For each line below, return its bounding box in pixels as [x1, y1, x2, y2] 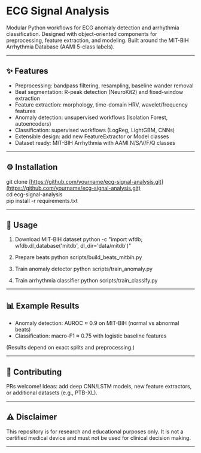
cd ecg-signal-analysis [6, 190, 63, 198]
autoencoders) [14, 120, 52, 127]
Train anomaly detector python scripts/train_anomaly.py [14, 265, 153, 273]
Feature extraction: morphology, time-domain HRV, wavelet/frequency [14, 101, 188, 108]
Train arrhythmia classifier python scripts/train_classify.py [14, 277, 158, 284]
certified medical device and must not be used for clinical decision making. [6, 434, 191, 441]
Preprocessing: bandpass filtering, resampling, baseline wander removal [14, 82, 194, 89]
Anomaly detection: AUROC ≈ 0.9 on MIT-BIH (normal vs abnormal [14, 320, 179, 327]
